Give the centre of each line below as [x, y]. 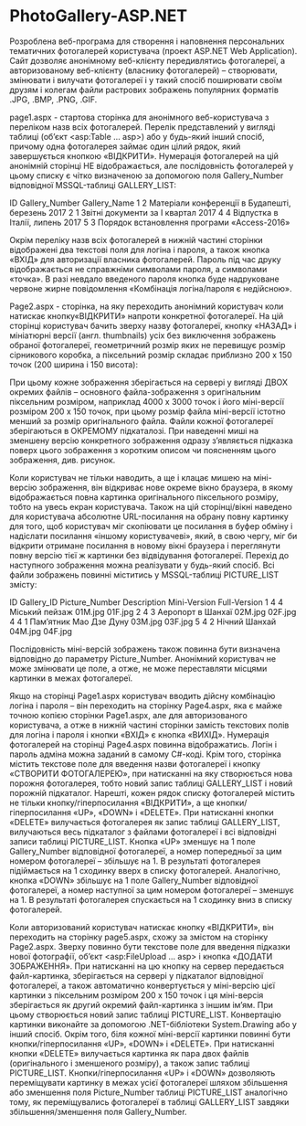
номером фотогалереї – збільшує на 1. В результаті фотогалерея [135, 861]
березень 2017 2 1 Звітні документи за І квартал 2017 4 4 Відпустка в [144, 212]
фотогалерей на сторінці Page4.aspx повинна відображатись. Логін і [143, 744]
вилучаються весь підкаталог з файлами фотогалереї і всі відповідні [143, 832]
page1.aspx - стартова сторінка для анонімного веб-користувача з [139, 117]
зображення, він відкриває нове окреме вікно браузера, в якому [166, 487]
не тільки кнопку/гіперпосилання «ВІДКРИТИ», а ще [112, 802]
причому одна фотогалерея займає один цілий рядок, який [125, 146]
